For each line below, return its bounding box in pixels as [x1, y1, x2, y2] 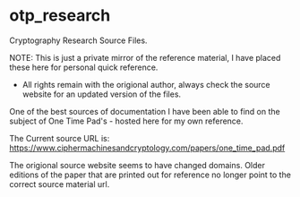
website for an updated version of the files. [21, 89, 182, 99]
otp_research [9, 5, 111, 26]
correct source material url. [9, 178, 110, 189]
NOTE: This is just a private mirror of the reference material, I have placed [9, 52, 281, 63]
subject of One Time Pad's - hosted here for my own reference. [9, 116, 244, 126]
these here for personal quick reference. [9, 62, 159, 73]
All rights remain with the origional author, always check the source [21, 79, 270, 90]
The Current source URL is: [9, 133, 110, 143]
